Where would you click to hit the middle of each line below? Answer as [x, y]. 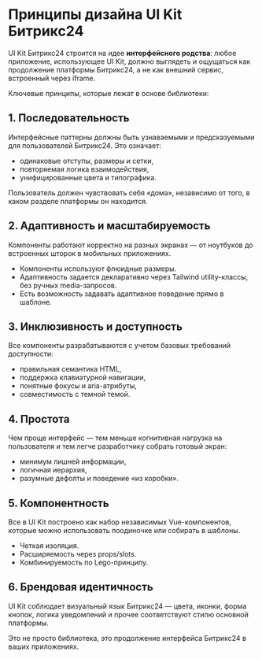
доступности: [31, 354]
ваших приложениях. [44, 646]
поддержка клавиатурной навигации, [83, 378]
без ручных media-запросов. [68, 285]
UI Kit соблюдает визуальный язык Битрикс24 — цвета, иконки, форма [127, 606]
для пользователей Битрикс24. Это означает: [85, 145]
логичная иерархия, [53, 470]
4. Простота [39, 419]
